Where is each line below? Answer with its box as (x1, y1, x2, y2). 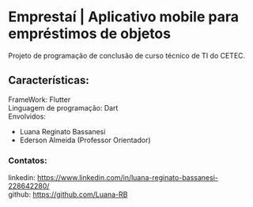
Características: (8, 73, 89, 87)
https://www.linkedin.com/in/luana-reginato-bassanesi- (36, 173, 219, 183)
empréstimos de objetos (8, 24, 172, 43)
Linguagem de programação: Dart (8, 103, 119, 112)
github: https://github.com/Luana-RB (8, 190, 128, 199)
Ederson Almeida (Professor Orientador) (19, 135, 152, 145)
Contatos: (8, 155, 47, 166)
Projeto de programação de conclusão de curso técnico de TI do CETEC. (8, 51, 246, 60)
